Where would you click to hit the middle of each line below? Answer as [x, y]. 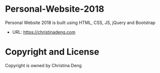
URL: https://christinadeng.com [44, 32]
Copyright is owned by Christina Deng [44, 65]
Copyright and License [52, 52]
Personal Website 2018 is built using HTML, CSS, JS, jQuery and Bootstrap [80, 23]
